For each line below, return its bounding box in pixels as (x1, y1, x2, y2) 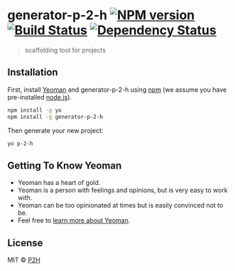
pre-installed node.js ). (7, 92, 72, 101)
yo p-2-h (7, 139, 33, 147)
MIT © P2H (7, 256, 41, 264)
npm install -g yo (7, 107, 62, 114)
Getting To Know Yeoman (7, 159, 122, 171)
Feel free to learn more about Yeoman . (17, 216, 131, 225)
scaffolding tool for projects (24, 46, 106, 54)
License (7, 237, 43, 249)
